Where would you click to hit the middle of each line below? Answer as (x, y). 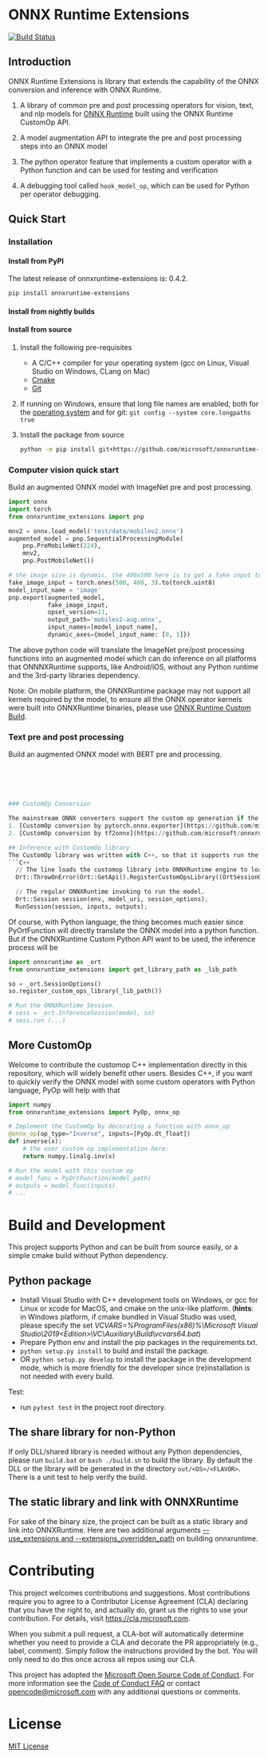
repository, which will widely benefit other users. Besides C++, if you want (130, 1073)
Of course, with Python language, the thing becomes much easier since (126, 922)
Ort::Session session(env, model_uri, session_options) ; (112, 899)
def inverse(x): (35, 1141)
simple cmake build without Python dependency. (88, 1256)
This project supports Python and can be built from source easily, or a (123, 1247)
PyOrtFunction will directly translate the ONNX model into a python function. (134, 930)
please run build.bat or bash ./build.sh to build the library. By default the (130, 1460)
